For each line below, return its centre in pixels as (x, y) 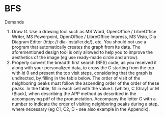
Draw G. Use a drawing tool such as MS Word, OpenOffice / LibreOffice (84, 31)
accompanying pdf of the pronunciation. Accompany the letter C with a (83, 98)
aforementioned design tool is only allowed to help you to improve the (82, 52)
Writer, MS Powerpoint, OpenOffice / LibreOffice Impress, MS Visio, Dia (84, 37)
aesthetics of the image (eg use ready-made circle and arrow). (75, 57)
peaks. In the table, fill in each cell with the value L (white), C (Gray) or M (85, 88)
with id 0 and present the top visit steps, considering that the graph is (82, 73)
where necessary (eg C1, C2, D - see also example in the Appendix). (81, 109)
